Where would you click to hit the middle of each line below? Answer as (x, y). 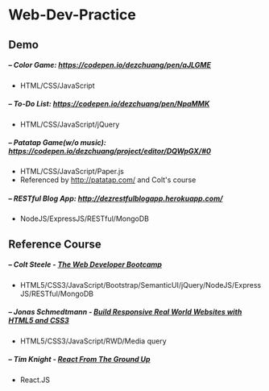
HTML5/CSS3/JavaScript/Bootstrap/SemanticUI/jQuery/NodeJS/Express (141, 285)
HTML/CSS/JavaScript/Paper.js (72, 172)
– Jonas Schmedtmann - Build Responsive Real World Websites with (125, 312)
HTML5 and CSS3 (39, 321)
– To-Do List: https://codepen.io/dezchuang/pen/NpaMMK (109, 104)
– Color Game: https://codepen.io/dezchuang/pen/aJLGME (110, 65)
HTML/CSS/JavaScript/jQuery (70, 124)
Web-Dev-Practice (72, 15)
